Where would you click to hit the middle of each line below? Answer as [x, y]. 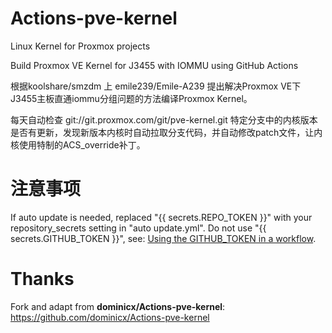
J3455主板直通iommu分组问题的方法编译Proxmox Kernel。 [131, 98]
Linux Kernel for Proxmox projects [80, 46]
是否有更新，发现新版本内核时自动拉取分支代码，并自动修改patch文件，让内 [166, 132]
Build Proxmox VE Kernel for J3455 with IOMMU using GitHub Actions [154, 65]
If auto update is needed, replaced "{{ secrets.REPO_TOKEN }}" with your [161, 217]
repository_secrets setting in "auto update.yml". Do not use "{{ [138, 228]
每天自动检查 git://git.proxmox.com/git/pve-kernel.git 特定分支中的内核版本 [164, 119]
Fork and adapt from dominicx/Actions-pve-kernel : [118, 306]
